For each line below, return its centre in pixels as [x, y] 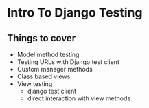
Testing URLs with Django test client [68, 62]
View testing [35, 84]
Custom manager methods [55, 69]
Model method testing [48, 54]
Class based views [44, 76]
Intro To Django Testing [75, 13]
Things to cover [42, 38]
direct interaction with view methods [79, 98]
